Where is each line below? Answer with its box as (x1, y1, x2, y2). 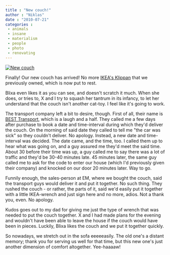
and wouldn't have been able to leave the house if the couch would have (5, 217, 158, 223)
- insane (7, 31, 27, 36)
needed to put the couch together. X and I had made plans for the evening (5, 212, 161, 218)
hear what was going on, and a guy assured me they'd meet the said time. (5, 143, 161, 149)
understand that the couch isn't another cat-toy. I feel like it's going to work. (5, 100, 165, 107)
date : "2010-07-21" (5, 17, 50, 22)
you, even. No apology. (5, 197, 54, 203)
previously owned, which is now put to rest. (5, 80, 97, 86)
